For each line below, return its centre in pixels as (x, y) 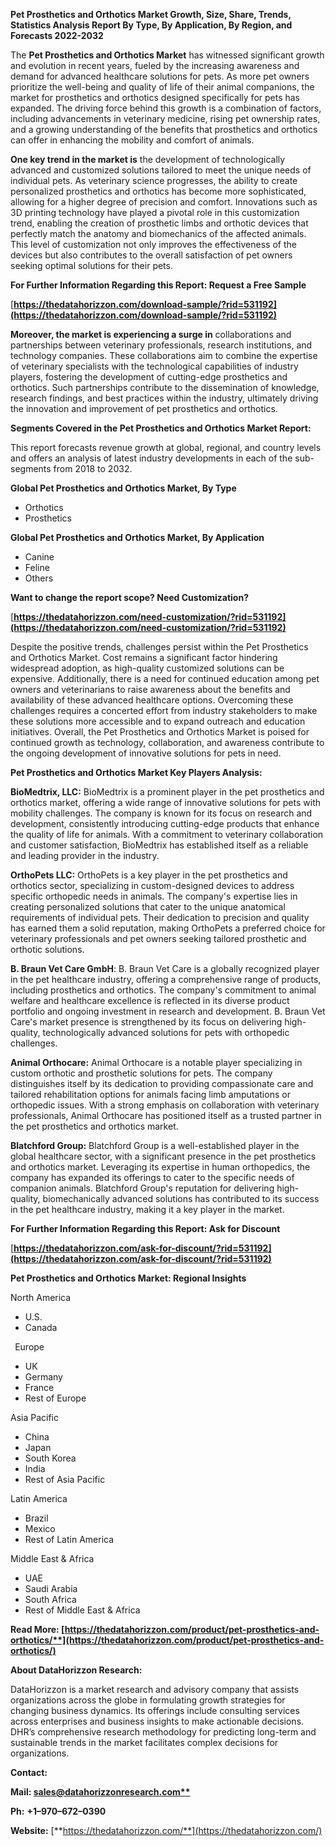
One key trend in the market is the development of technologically (148, 159)
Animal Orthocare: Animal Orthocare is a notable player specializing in (156, 1062)
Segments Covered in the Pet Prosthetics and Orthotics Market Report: (161, 428)
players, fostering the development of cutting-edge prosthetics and (149, 377)
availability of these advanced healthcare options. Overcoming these (152, 700)
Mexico (40, 1528)
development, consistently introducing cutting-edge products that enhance (165, 823)
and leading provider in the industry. (85, 855)
